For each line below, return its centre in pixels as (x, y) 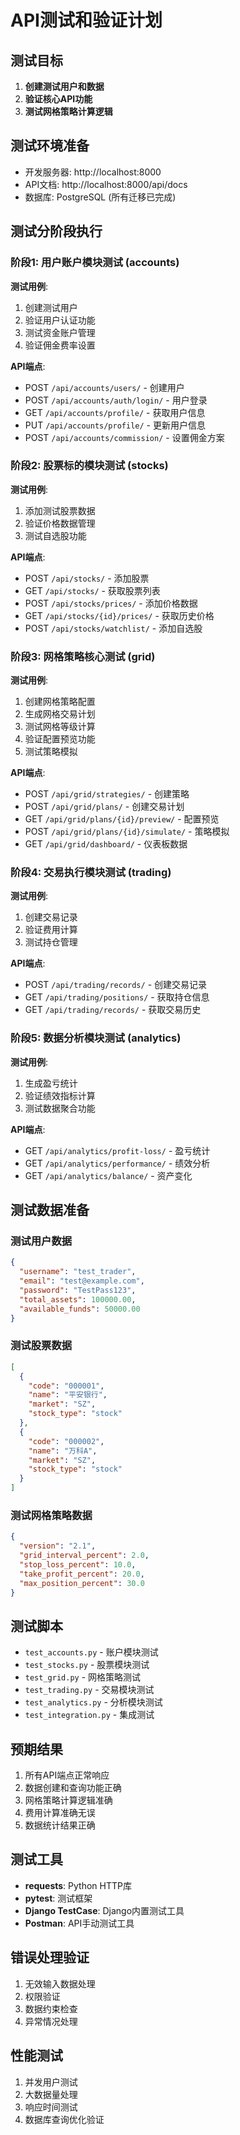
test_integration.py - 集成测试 (89, 1715)
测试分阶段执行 (56, 231)
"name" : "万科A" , (63, 1451)
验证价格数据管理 (60, 523)
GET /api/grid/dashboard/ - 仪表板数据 (106, 844)
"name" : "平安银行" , (68, 1395)
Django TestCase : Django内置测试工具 (104, 1910)
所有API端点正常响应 (67, 1775)
